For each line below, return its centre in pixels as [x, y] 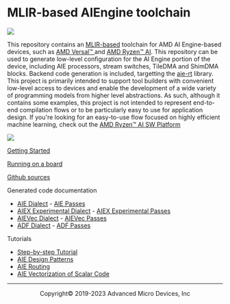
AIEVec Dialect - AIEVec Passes [62, 218]
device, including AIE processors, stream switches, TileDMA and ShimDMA [113, 66]
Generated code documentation [52, 190]
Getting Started [29, 150]
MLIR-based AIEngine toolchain [99, 13]
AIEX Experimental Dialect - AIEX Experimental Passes [94, 211]
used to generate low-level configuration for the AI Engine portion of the [109, 59]
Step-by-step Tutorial [47, 252]
